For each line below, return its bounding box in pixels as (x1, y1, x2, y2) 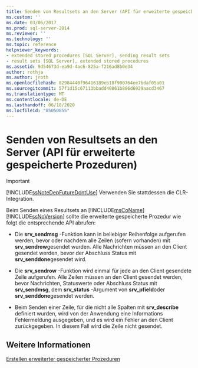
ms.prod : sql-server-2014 (6, 25, 70, 31)
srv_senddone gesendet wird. (14, 256, 87, 263)
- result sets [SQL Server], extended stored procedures (6, 58, 149, 64)
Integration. (6, 196, 34, 203)
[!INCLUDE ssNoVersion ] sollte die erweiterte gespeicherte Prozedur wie (6, 213, 181, 220)
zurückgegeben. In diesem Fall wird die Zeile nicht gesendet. (14, 323, 163, 330)
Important (6, 178, 30, 185)
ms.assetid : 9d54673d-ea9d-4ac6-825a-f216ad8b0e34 (6, 63, 133, 70)
